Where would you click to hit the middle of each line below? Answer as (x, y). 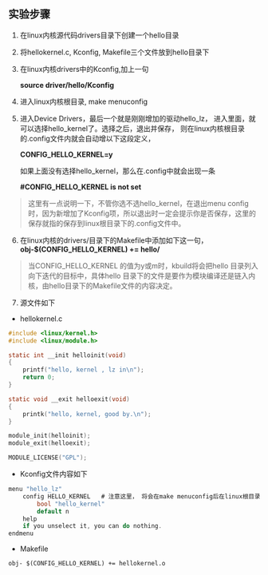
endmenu (21, 533)
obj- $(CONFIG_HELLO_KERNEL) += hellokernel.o (87, 564)
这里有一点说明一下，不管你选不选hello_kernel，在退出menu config (138, 203)
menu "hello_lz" (35, 490)
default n (53, 511)
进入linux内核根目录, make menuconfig (84, 101)
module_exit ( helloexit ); (49, 443)
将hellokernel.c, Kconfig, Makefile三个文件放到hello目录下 (114, 52)
